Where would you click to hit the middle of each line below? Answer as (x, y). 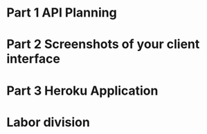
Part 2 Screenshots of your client (103, 45)
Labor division (48, 122)
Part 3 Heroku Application (82, 90)
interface (33, 59)
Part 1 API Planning (62, 13)
